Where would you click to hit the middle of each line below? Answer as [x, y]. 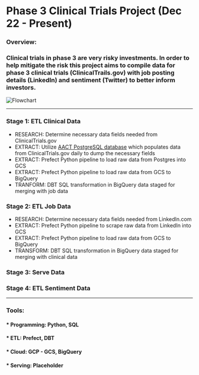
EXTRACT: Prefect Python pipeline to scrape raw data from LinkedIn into [103, 225]
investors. [21, 88]
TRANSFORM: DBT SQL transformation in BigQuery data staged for [97, 251]
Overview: [21, 42]
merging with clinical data [46, 257]
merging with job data [41, 191]
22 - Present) [39, 23]
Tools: [15, 310]
